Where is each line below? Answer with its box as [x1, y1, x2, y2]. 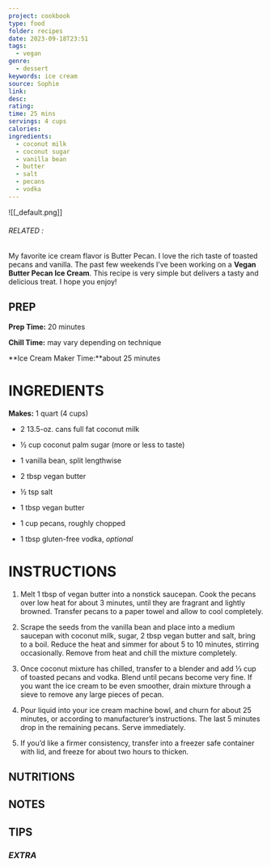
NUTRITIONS [8, 771, 75, 784]
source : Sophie [8, 79, 60, 88]
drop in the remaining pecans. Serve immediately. [19, 722, 186, 732]
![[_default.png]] [8, 207, 63, 217]
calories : [8, 125, 42, 133]
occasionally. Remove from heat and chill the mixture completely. [19, 647, 238, 657]
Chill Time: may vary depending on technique [8, 337, 162, 347]
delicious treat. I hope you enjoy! [8, 276, 117, 286]
